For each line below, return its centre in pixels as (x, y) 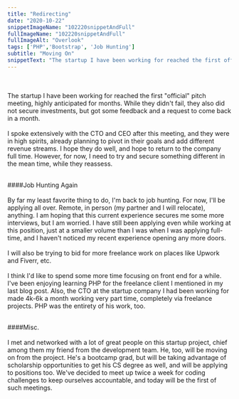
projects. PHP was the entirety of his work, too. (76, 306)
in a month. (24, 118)
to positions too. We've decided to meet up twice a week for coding (106, 372)
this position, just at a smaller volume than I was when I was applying (108, 230)
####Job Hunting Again (43, 185)
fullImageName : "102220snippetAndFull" (67, 34)
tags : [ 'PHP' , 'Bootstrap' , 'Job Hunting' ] (71, 47)
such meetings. (30, 388)
